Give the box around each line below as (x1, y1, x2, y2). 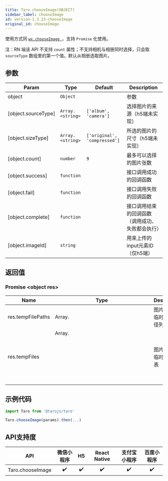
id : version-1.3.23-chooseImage (5, 17, 72, 22)
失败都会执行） (126, 225, 162, 232)
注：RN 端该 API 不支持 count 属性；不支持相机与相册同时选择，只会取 (5, 46, 150, 53)
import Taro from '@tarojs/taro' (5, 409, 75, 414)
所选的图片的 (126, 128, 157, 135)
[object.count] (7, 155, 41, 162)
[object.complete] (7, 214, 50, 221)
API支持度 (5, 433, 36, 441)
